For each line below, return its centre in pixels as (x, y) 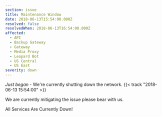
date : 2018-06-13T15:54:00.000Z (39, 19)
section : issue (21, 10)
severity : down (21, 70)
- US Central (23, 61)
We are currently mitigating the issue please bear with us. (64, 99)
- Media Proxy (24, 51)
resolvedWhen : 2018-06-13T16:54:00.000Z (48, 28)
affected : (15, 33)
